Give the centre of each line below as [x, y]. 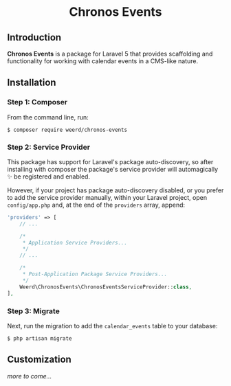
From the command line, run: [48, 117]
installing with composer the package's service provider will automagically [113, 169]
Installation [32, 83]
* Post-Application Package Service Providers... [95, 274]
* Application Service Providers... [75, 242]
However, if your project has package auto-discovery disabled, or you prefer [115, 190]
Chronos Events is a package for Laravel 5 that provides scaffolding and [110, 54]
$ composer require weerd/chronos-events [67, 130]
